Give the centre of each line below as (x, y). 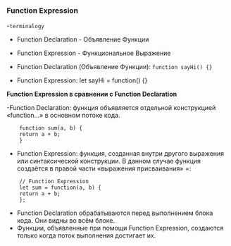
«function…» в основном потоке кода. (63, 116)
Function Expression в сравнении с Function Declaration (92, 94)
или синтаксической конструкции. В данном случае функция (109, 161)
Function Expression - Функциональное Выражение (94, 53)
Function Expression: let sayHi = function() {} (82, 80)
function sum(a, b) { (51, 128)
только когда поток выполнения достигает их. (86, 235)
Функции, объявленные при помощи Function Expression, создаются (120, 228)
